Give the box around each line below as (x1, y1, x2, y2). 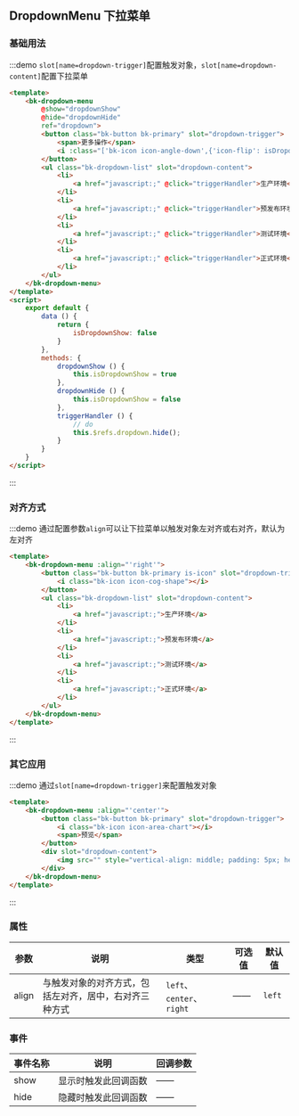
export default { (25, 304, 90, 313)
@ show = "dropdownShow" (41, 105, 122, 114)
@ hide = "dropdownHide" (41, 113, 122, 122)
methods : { (41, 353, 82, 363)
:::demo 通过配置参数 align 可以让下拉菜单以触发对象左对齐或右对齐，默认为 (9, 523, 286, 534)
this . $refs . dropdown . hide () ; (72, 428, 181, 437)
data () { (41, 312, 77, 321)
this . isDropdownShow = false (72, 395, 181, 404)
